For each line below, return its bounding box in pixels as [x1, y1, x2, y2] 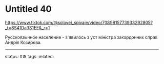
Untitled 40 [5, 3, 52, 15]
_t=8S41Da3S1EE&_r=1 [5, 24, 50, 30]
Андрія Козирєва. [5, 39, 41, 45]
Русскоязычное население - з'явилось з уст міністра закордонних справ [5, 34, 158, 40]
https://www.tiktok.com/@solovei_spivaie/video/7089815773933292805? [5, 20, 153, 25]
